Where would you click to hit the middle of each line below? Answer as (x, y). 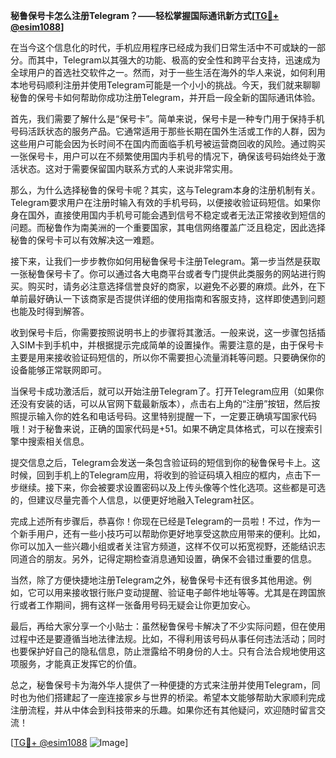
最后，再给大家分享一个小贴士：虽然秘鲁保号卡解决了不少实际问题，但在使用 (168, 626)
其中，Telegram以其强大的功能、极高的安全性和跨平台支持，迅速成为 (178, 60)
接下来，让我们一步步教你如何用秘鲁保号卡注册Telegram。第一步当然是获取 (165, 261)
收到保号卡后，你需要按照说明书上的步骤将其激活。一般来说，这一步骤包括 (163, 332)
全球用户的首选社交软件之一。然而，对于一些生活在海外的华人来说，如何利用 (168, 72)
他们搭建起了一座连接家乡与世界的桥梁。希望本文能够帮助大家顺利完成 (181, 697)
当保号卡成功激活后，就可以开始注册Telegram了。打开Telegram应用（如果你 (167, 391)
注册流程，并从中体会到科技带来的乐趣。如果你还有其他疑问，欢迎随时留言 (163, 710)
